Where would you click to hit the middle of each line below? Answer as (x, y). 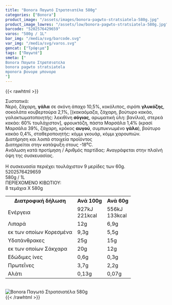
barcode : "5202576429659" (33, 29)
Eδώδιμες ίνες (25, 257)
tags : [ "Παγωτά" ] (24, 53)
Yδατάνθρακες (26, 240)
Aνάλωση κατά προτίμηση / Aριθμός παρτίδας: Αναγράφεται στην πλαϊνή (84, 150)
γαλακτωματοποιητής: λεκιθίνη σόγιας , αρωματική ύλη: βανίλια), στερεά (84, 117)
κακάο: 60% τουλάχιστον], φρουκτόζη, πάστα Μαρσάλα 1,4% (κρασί (79, 123)
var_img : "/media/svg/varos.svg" (41, 43)
